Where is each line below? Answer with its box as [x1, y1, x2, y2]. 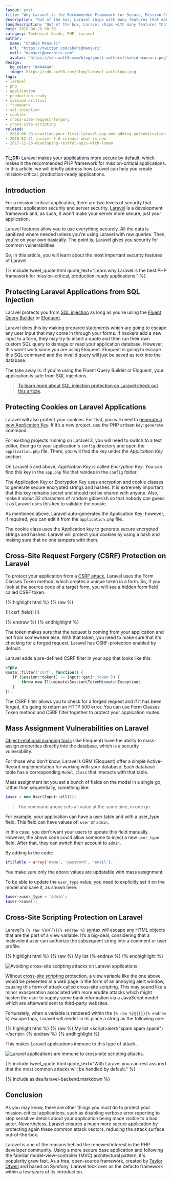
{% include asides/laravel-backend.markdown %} [5, 1076, 111, 1082]
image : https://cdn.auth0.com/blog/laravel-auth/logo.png [10, 70, 137, 75]
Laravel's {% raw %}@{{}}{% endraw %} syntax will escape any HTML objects [5, 927, 165, 933]
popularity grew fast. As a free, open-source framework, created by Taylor [5, 1157, 163, 1164]
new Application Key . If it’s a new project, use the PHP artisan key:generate [5, 422, 164, 428]
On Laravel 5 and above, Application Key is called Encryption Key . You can [5, 463, 163, 469]
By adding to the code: [5, 850, 54, 856]
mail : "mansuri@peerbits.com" [10, 50, 74, 55]
